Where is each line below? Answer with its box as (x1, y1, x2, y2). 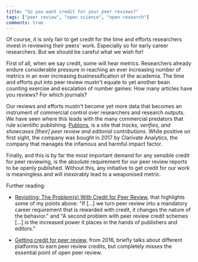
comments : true (6, 20, 44, 25)
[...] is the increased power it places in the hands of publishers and (14, 219, 177, 226)
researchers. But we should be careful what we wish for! (6, 48, 144, 56)
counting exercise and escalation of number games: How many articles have (6, 85, 193, 92)
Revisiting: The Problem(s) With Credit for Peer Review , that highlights (14, 193, 185, 201)
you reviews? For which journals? (6, 91, 87, 98)
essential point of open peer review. (14, 249, 102, 256)
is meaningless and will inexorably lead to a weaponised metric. (6, 171, 161, 178)
